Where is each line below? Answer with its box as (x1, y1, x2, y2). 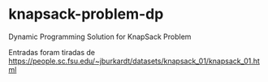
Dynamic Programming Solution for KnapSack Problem (8, 32, 192, 41)
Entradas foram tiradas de (8, 47, 96, 57)
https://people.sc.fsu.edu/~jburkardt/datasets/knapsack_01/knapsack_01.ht (8, 56, 260, 66)
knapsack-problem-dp (8, 5, 164, 24)
